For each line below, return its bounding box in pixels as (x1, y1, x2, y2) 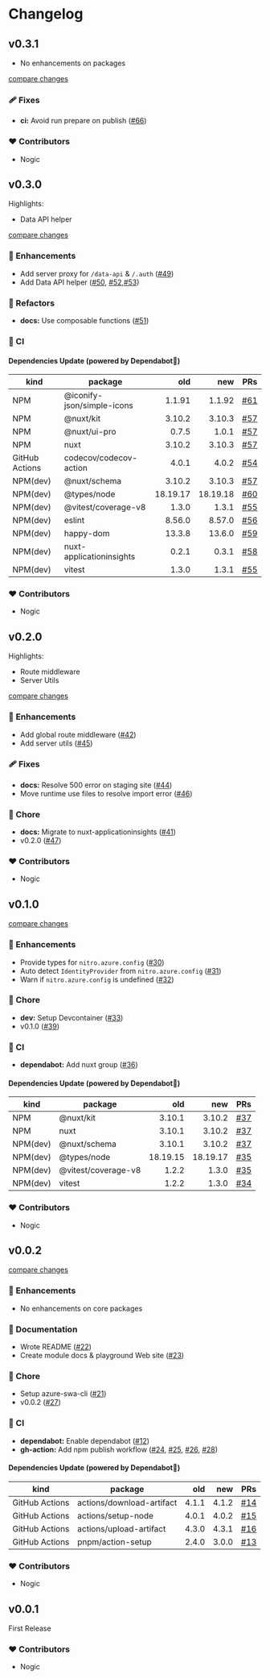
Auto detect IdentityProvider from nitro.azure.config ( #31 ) (19, 966, 222, 975)
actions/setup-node (77, 1510, 154, 1521)
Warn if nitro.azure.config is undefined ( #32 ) (19, 975, 174, 984)
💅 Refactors (8, 297, 55, 309)
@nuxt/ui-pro (63, 426, 117, 438)
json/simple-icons (63, 400, 134, 411)
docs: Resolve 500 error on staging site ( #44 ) (19, 779, 173, 790)
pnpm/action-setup (77, 1536, 153, 1548)
